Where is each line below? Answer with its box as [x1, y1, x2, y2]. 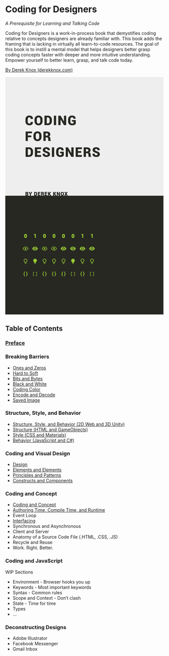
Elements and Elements [12, 467, 62, 473]
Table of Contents [5, 324, 63, 333]
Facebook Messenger [12, 641, 58, 647]
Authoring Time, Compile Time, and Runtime [12, 507, 105, 513]
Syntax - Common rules [12, 589, 62, 596]
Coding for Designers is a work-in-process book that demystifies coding [5, 30, 156, 36]
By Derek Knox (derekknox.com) [5, 67, 73, 73]
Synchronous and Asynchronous [12, 523, 81, 529]
